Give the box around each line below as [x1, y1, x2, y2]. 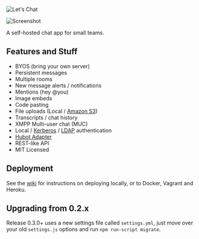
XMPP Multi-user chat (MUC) [14, 120, 88, 127]
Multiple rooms [14, 75, 52, 83]
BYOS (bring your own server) [14, 62, 90, 69]
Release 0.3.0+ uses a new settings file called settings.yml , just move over [6, 219, 194, 226]
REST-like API [14, 139, 49, 147]
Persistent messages [14, 69, 68, 76]
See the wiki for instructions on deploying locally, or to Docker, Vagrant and [6, 179, 194, 186]
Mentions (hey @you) [14, 88, 69, 95]
